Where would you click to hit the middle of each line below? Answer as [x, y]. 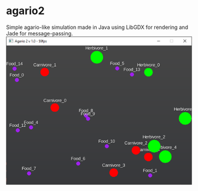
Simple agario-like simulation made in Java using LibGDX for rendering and [97, 27]
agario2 [26, 11]
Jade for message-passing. [39, 33]
